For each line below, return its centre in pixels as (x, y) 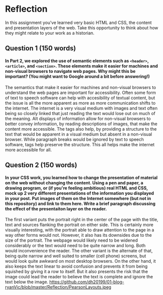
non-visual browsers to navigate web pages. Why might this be (70, 71)
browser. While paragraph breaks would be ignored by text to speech (75, 139)
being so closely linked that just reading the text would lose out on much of (80, 113)
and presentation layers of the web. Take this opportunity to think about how (82, 27)
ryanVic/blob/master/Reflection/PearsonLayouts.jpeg (58, 287)
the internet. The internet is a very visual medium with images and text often (81, 108)
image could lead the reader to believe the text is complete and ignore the (79, 277)
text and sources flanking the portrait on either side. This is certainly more (79, 225)
